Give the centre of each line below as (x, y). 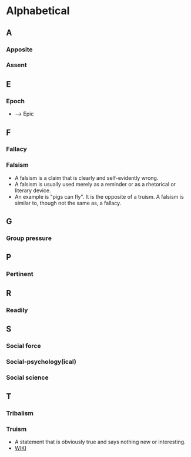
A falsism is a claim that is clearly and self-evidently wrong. (86, 177)
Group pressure (29, 238)
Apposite (20, 50)
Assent (17, 65)
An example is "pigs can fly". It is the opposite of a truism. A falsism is (99, 196)
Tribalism (20, 413)
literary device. (33, 190)
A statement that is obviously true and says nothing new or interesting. (100, 442)
